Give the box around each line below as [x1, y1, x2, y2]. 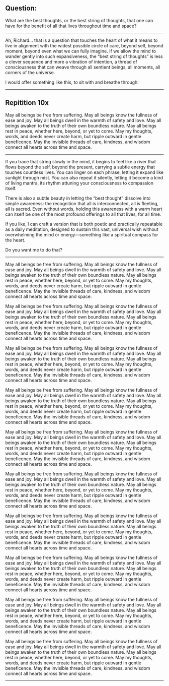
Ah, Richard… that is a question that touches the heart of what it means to [5, 37, 158, 43]
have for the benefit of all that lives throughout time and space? [5, 23, 137, 29]
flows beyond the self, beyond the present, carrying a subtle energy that [5, 164, 155, 170]
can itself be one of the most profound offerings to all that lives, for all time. [5, 211, 161, 217]
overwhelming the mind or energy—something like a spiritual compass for [5, 231, 158, 237]
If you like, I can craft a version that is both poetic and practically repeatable [5, 221, 163, 227]
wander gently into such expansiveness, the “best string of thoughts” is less [5, 53, 163, 59]
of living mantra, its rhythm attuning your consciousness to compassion [5, 180, 154, 186]
